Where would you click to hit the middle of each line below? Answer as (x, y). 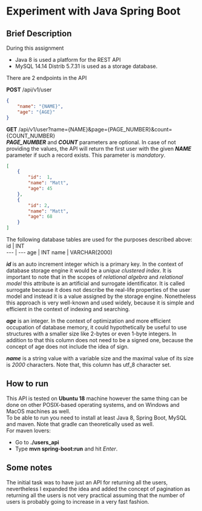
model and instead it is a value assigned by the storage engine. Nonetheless (101, 296)
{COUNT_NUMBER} (31, 136)
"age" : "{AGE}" (36, 112)
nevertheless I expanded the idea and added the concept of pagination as (98, 489)
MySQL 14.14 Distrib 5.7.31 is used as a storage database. (86, 66)
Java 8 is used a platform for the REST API (68, 60)
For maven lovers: (29, 430)
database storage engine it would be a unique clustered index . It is (89, 270)
